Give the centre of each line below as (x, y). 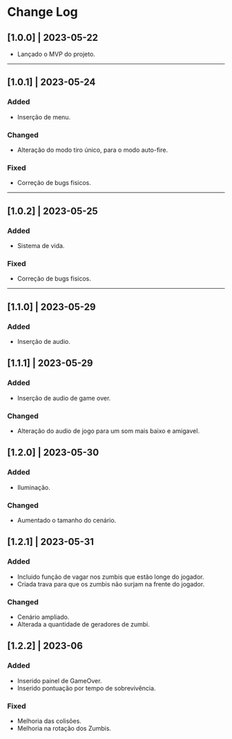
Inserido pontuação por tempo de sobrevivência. (86, 688)
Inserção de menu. (44, 117)
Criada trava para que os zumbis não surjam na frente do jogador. (111, 584)
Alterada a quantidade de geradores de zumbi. (84, 624)
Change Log (42, 12)
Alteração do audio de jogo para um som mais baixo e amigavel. (108, 431)
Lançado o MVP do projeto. (56, 54)
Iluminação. (33, 487)
